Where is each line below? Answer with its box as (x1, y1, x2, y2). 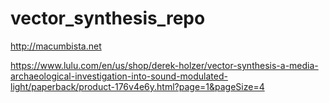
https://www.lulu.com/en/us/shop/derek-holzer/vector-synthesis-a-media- (10, 59, 319, 71)
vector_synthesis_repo (10, 7, 206, 30)
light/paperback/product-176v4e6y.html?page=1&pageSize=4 (10, 80, 265, 92)
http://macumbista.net (10, 40, 102, 52)
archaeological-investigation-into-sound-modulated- (10, 70, 228, 82)
